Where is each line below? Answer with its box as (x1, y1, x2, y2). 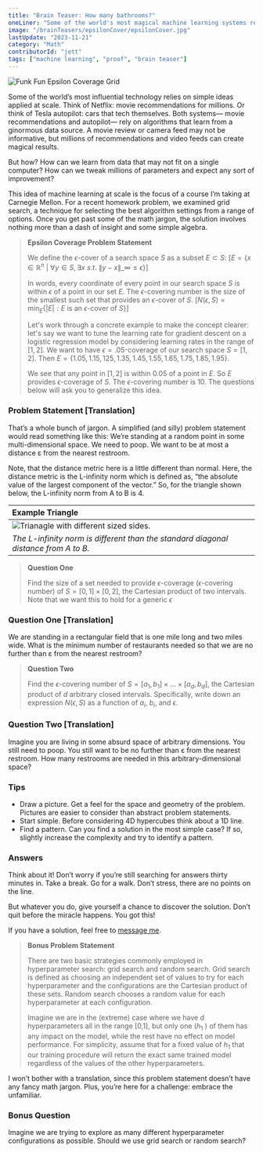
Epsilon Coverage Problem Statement (27, 237, 153, 247)
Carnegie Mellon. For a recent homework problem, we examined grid (8, 197, 230, 206)
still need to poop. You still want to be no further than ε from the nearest (8, 745, 241, 754)
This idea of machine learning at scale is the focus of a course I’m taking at (8, 189, 250, 199)
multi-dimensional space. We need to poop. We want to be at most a (8, 440, 229, 449)
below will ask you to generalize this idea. (27, 385, 162, 395)
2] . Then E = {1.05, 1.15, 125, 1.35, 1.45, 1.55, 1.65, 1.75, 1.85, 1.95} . (27, 354, 230, 363)
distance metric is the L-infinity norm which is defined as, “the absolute (8, 472, 239, 481)
